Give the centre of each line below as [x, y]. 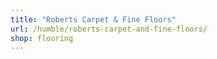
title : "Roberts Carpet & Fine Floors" [93, 19]
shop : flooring [42, 38]
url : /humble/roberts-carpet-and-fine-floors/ [109, 29]
